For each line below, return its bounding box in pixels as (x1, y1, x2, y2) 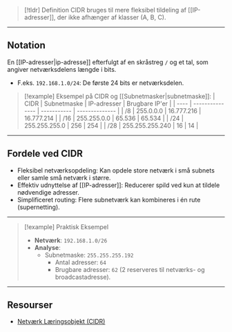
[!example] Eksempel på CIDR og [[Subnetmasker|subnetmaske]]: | (23, 92, 215, 100)
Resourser (7, 300, 53, 311)
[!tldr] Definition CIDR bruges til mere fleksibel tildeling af (23, 6, 186, 14)
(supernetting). (17, 203, 60, 211)
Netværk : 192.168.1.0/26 (34, 236, 108, 244)
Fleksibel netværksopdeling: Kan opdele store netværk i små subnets (17, 166, 215, 175)
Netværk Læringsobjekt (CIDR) (17, 318, 106, 326)
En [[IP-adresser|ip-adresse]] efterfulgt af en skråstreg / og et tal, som (7, 58, 209, 66)
